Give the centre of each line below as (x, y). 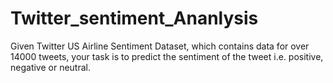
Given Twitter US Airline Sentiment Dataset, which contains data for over (160, 46)
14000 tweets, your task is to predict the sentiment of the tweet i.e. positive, (167, 56)
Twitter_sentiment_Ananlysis (134, 18)
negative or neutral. (50, 67)
